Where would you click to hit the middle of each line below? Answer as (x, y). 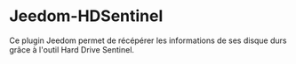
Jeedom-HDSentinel (86, 16)
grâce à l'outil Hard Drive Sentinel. (72, 49)
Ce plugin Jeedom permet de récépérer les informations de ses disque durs (148, 40)
